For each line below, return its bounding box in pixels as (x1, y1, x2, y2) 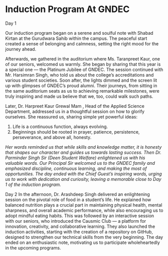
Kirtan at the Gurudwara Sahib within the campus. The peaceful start (5, 35, 147, 41)
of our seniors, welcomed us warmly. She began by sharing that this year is (5, 61, 161, 67)
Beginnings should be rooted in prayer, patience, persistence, (12, 129, 140, 135)
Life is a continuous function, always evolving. (12, 123, 108, 130)
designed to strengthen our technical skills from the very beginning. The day (5, 234, 163, 240)
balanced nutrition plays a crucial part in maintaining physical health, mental (5, 202, 162, 208)
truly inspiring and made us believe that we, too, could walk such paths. (5, 93, 153, 99)
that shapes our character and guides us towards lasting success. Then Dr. (5, 149, 161, 155)
